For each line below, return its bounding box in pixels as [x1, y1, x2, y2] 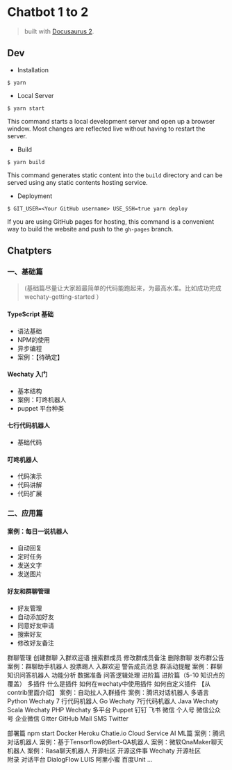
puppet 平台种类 [17, 404, 65, 412]
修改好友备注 [17, 639, 54, 647]
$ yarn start [7, 105, 45, 112]
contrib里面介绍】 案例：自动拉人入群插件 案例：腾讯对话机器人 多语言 [7, 688, 210, 696]
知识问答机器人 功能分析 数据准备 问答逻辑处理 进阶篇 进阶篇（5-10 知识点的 [7, 671, 225, 679]
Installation [17, 65, 49, 74]
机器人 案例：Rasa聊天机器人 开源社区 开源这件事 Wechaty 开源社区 [7, 746, 201, 755]
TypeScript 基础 [7, 310, 54, 318]
